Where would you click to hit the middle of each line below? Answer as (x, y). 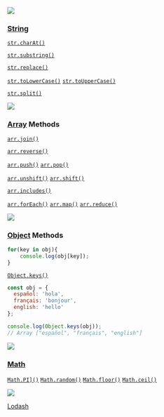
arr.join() (23, 139)
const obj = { (28, 288)
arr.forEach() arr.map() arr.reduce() (62, 204)
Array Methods (34, 124)
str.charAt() (26, 43)
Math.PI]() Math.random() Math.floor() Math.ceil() (82, 380)
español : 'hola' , (39, 294)
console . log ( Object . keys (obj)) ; (54, 326)
